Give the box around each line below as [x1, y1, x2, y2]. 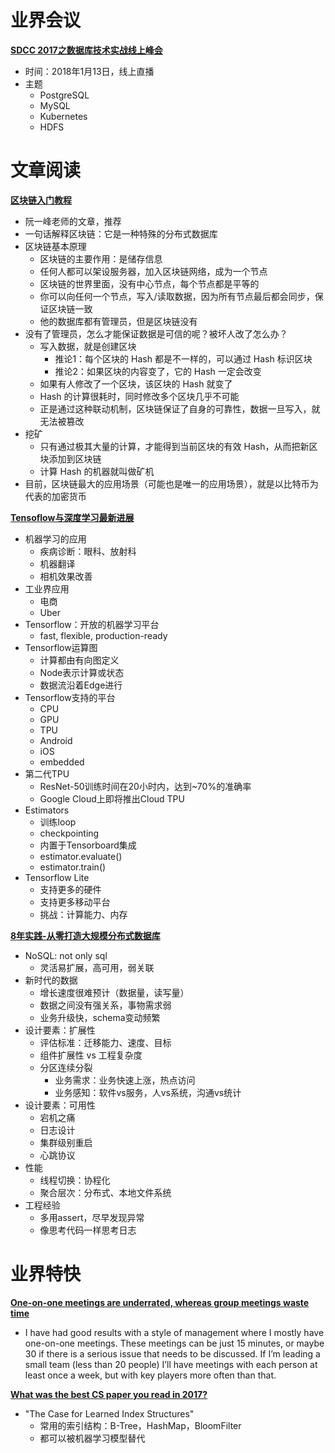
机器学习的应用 [24, 532, 87, 545]
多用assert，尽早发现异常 [39, 1211, 145, 1223]
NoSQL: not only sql [24, 949, 108, 961]
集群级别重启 [39, 1136, 93, 1148]
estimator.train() [39, 861, 107, 873]
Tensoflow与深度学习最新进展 [10, 511, 135, 523]
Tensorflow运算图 [24, 641, 98, 653]
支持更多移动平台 [39, 896, 111, 908]
